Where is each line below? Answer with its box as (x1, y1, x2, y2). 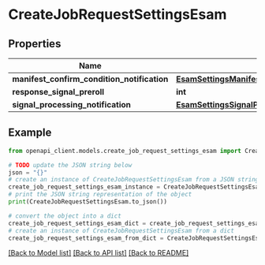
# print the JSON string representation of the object (8, 191, 192, 199)
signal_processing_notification (12, 99, 132, 110)
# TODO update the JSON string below (8, 161, 132, 169)
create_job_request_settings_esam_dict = (8, 219, 147, 227)
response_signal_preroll (12, 87, 105, 97)
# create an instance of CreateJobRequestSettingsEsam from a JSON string (8, 176, 259, 184)
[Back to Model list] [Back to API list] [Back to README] (8, 248, 189, 258)
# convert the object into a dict (8, 211, 122, 220)
